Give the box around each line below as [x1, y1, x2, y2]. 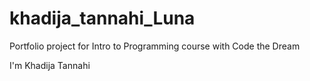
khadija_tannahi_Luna [9, 7, 196, 30]
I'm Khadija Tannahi [9, 59, 91, 71]
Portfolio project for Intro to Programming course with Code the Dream [9, 40, 301, 52]
